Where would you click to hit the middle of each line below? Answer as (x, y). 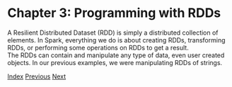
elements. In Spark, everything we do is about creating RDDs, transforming (116, 40)
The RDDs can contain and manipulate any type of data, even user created (116, 55)
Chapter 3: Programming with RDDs (114, 13)
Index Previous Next (37, 76)
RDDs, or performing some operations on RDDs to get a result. (98, 47)
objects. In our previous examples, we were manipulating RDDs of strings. (115, 62)
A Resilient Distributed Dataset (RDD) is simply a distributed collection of (113, 33)
